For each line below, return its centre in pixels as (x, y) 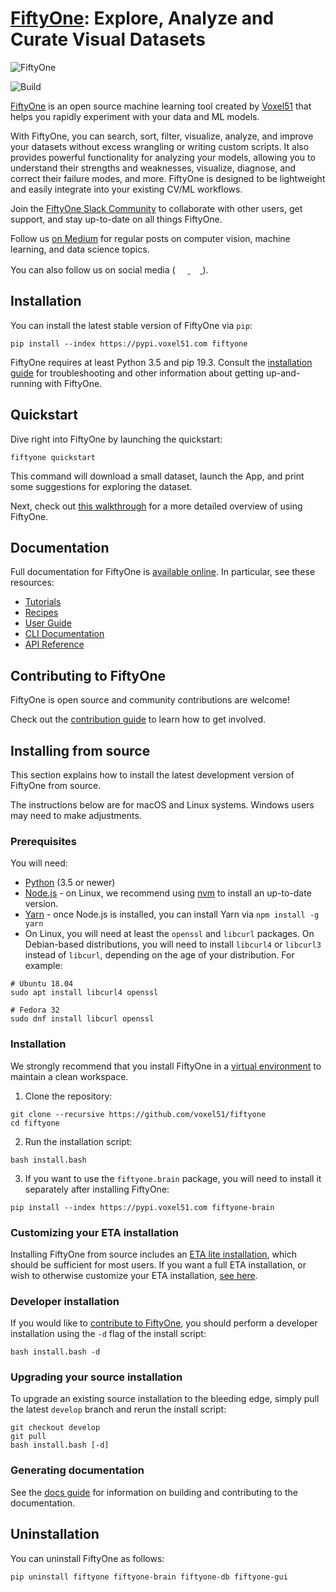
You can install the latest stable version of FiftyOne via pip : (131, 325)
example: (43, 966)
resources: (32, 583)
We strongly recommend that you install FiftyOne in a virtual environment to (166, 1066)
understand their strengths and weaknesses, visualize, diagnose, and (153, 168)
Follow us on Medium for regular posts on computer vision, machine (150, 238)
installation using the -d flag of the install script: (108, 1334)
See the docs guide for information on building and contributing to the (154, 1492)
